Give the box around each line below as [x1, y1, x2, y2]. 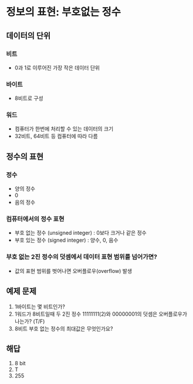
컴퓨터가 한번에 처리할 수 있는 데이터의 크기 [14, 125, 114, 132]
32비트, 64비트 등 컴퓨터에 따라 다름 [14, 133, 98, 140]
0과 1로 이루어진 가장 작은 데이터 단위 [14, 64, 100, 71]
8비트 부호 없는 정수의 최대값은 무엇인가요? [14, 325, 113, 332]
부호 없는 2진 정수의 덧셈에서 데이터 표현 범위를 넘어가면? [6, 253, 157, 261]
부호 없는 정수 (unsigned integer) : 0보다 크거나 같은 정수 [14, 229, 147, 236]
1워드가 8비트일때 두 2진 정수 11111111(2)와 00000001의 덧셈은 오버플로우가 [14, 310, 188, 318]
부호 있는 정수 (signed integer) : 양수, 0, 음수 [14, 236, 118, 244]
